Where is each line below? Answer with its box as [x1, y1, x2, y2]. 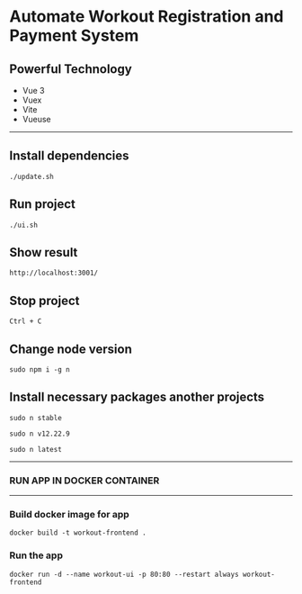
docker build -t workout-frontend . [9, 528, 147, 537]
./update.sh [9, 172, 54, 181]
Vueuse [22, 114, 51, 124]
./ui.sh [9, 220, 39, 229]
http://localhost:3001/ [9, 268, 99, 278]
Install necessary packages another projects [9, 390, 265, 405]
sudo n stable [9, 413, 63, 422]
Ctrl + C [9, 317, 42, 326]
